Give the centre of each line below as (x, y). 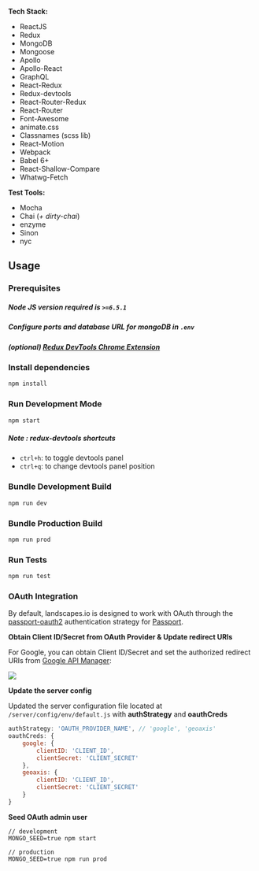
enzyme (33, 224)
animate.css (39, 127)
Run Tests (28, 560)
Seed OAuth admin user (48, 817)
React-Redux (41, 85)
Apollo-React (41, 69)
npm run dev (28, 503)
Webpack (35, 152)
